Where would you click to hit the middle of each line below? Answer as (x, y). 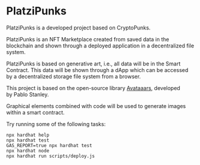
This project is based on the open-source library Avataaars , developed (93, 88)
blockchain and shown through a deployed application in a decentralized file (100, 46)
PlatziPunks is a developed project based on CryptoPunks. (78, 28)
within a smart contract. (35, 112)
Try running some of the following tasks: (56, 124)
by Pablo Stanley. (28, 94)
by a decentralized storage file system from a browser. (74, 76)
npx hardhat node (28, 151)
